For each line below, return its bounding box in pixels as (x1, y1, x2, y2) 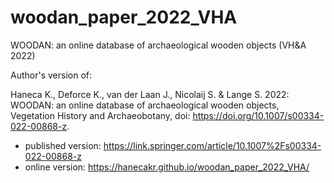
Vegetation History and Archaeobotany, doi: (10, 109, 191, 121)
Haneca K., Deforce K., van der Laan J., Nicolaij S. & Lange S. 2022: (10, 88, 290, 100)
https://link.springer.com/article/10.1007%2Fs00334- (103, 139, 322, 151)
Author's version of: (10, 69, 93, 81)
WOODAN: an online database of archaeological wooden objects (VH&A (10, 39, 307, 51)
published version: (24, 139, 102, 151)
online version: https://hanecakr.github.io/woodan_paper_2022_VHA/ (24, 161, 310, 173)
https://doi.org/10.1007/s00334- (192, 109, 325, 121)
